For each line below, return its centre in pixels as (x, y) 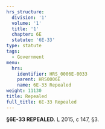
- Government (28, 57)
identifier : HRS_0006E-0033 (52, 74)
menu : (13, 62)
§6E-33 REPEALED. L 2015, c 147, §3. (53, 119)
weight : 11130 (24, 91)
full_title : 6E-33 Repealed (42, 102)
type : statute (24, 46)
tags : (13, 51)
